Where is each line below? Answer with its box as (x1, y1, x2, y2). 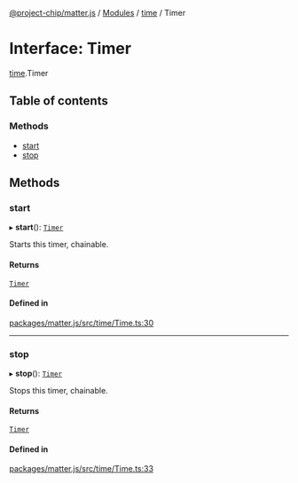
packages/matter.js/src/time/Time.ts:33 (9, 464, 153, 474)
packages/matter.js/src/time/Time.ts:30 (9, 317, 154, 328)
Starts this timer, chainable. (9, 239, 109, 250)
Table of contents (9, 93, 108, 109)
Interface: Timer (9, 39, 131, 58)
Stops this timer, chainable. (9, 386, 108, 396)
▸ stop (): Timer (9, 368, 63, 379)
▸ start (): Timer (9, 222, 64, 233)
